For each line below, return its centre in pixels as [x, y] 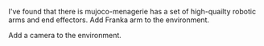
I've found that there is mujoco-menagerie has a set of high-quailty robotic [132, 11]
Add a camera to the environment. [65, 35]
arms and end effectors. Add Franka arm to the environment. [109, 20]
